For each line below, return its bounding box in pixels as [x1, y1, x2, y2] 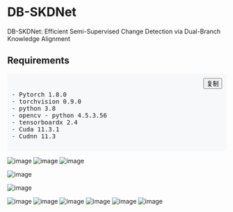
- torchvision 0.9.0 [11, 97, 82, 105]
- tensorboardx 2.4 [11, 118, 78, 126]
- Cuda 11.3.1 [11, 125, 60, 133]
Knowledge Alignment [7, 34, 71, 42]
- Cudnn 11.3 [11, 132, 56, 140]
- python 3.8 [11, 104, 56, 112]
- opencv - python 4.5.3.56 [11, 111, 108, 119]
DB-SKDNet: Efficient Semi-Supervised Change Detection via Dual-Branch [7, 27, 221, 35]
